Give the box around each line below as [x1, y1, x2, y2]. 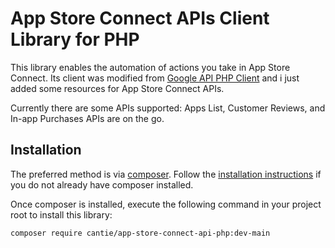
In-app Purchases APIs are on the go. [10, 112, 165, 124]
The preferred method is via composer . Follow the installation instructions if [10, 168, 322, 180]
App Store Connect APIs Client [10, 7, 270, 30]
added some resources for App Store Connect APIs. [10, 82, 225, 94]
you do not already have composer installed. [10, 178, 194, 191]
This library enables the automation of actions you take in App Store [10, 61, 291, 73]
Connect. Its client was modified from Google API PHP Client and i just [10, 72, 300, 84]
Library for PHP [10, 28, 140, 51]
